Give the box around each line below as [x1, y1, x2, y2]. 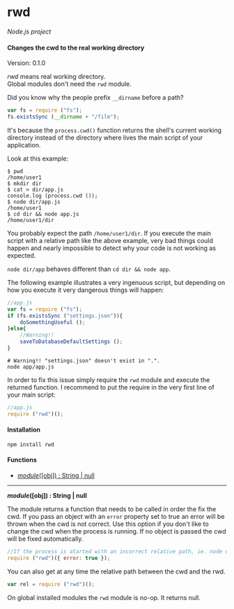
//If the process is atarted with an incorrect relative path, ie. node [7, 548, 223, 555]
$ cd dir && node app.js [7, 210, 79, 217]
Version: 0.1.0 [7, 59, 46, 67]
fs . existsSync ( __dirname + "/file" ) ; [7, 113, 120, 121]
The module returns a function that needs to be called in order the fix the [7, 505, 217, 513]
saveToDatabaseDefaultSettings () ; [19, 338, 123, 346]
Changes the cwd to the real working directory [7, 43, 145, 52]
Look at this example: [7, 154, 69, 163]
